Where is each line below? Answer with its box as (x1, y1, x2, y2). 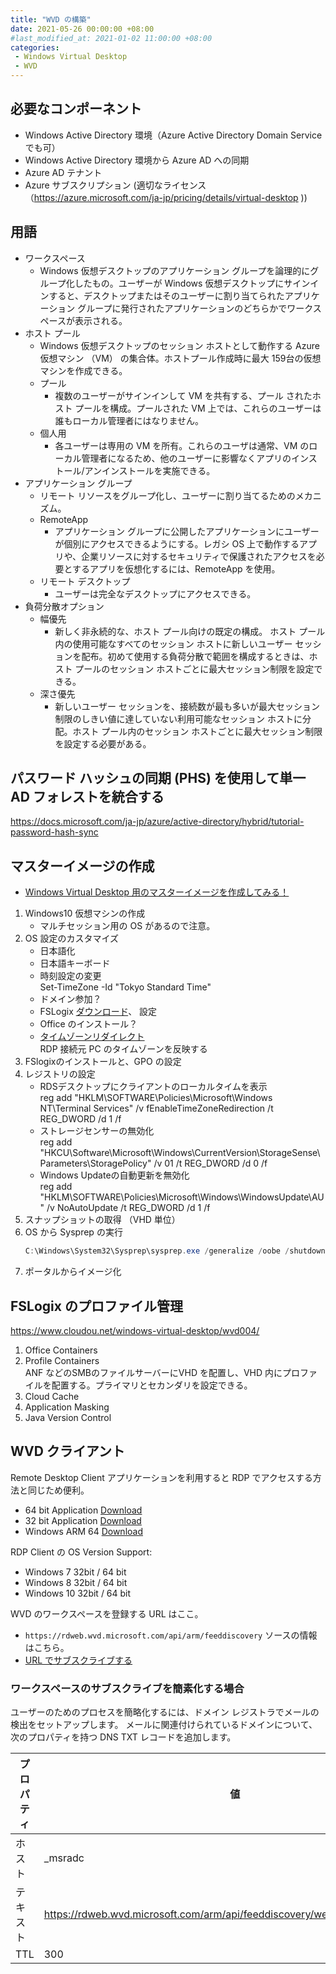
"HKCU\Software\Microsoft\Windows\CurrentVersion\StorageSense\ (39, 1147, 321, 1159)
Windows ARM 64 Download (24, 1525, 144, 1537)
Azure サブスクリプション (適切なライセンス (24, 179, 207, 191)
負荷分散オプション (24, 600, 105, 612)
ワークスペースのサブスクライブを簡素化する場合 (10, 1681, 245, 1695)
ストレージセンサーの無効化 (39, 1125, 155, 1137)
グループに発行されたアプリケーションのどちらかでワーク (77, 302, 313, 314)
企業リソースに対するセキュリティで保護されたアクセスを (80, 550, 317, 562)
